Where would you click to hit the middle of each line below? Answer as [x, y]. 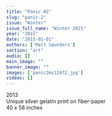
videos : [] [20, 78]
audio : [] [18, 56]
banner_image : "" [28, 67]
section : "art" [25, 51]
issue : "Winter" [26, 23]
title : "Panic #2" [29, 12]
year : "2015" [22, 34]
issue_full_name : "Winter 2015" [46, 28]
